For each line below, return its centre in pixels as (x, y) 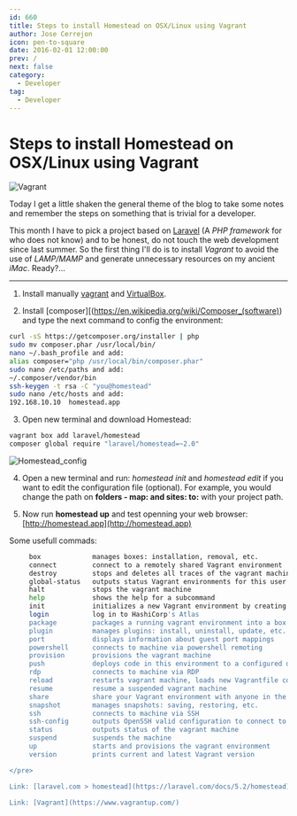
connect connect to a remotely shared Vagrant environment (156, 565)
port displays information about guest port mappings (152, 639)
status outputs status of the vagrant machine (134, 730)
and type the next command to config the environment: (122, 321)
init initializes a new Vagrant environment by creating (158, 606)
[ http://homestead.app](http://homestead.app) (107, 523)
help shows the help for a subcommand (122, 598)
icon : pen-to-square (47, 42)
